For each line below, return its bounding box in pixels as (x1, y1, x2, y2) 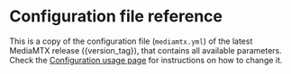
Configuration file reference (9, 6, 223, 27)
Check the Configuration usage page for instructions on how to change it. (9, 54, 283, 65)
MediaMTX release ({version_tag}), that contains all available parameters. (9, 45, 282, 55)
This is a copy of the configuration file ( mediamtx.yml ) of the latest (9, 36, 253, 46)
